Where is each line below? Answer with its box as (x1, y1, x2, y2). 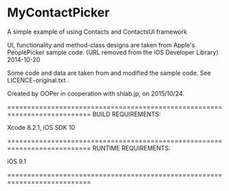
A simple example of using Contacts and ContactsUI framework (7, 27, 188, 36)
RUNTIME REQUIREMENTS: (92, 144, 171, 152)
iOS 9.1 (7, 157, 26, 166)
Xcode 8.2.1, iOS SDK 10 (7, 123, 76, 131)
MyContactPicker (7, 5, 110, 21)
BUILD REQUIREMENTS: (92, 110, 162, 118)
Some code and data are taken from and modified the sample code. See (7, 69, 211, 77)
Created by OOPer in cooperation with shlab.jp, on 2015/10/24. (7, 89, 184, 98)
